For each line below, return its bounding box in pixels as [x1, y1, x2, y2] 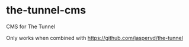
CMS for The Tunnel [6, 23, 55, 30]
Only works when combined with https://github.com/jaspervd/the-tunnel [6, 34, 184, 41]
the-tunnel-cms [6, 4, 87, 17]
